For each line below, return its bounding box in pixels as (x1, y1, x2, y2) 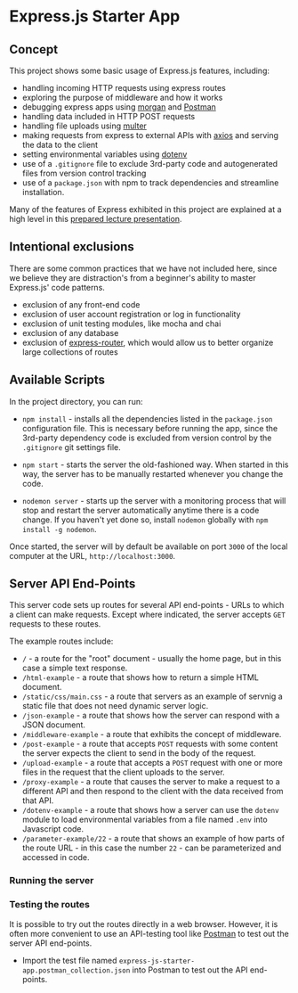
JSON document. (21, 719, 86, 730)
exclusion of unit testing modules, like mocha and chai (21, 318, 221, 329)
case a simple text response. (21, 662, 128, 674)
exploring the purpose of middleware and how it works (21, 92, 223, 103)
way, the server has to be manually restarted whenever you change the (21, 468, 284, 479)
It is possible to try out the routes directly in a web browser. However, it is (9, 918, 278, 929)
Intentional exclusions (9, 239, 135, 255)
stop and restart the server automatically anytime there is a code (21, 505, 260, 515)
